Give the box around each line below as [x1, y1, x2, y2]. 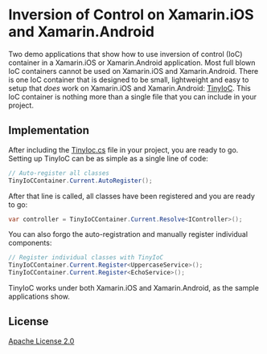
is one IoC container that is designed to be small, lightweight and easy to [8, 75, 249, 84]
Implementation [8, 124, 90, 137]
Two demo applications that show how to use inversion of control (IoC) [8, 49, 243, 59]
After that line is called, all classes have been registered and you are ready [8, 191, 256, 201]
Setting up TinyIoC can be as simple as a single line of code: [8, 153, 209, 163]
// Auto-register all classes [8, 169, 110, 177]
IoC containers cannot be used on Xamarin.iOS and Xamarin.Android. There [8, 66, 259, 75]
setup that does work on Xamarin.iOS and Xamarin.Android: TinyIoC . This [8, 83, 251, 93]
